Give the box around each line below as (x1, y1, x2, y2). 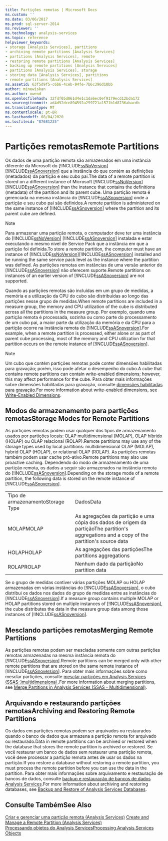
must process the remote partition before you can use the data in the (5, 765, 147, 771)
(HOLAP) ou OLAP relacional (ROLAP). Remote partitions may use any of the (5, 438, 161, 444)
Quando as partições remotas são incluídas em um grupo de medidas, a (5, 288, 153, 294)
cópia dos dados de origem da (74, 519, 146, 526)
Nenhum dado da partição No (74, 560, 143, 568)
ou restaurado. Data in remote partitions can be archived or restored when (5, 738, 157, 744)
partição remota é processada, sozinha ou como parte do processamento (5, 314, 157, 320)
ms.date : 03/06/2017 (5, 17, 48, 22)
